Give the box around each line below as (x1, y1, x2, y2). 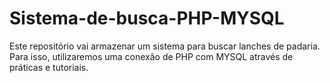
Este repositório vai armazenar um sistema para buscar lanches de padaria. (9, 40, 321, 52)
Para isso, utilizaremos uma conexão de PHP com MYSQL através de (9, 50, 294, 62)
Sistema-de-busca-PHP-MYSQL (9, 7, 285, 30)
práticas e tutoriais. (9, 61, 89, 73)
